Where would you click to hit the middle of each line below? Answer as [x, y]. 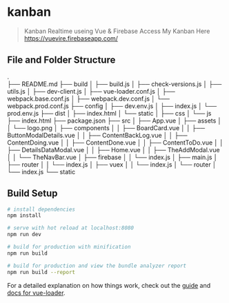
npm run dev [24, 235]
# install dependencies [41, 209]
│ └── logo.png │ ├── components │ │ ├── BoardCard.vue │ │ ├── [106, 127]
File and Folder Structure [61, 60]
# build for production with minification [69, 247]
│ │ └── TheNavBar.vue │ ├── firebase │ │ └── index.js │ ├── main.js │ [112, 157]
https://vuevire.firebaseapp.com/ [71, 38]
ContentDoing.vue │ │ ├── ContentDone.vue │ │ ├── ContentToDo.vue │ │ [116, 143]
